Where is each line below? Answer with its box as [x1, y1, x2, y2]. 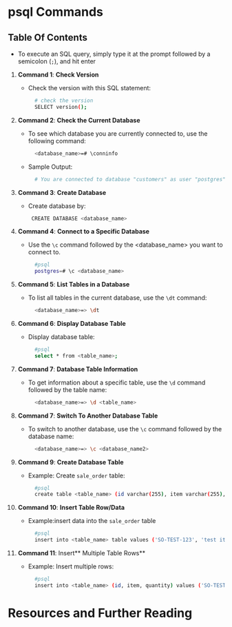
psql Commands [8, 4, 104, 20]
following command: [28, 136, 86, 145]
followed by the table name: [28, 385, 107, 393]
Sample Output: [28, 163, 73, 171]
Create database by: [28, 201, 86, 210]
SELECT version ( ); [34, 103, 87, 110]
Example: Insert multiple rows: [28, 562, 114, 571]
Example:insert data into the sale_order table [28, 517, 156, 525]
